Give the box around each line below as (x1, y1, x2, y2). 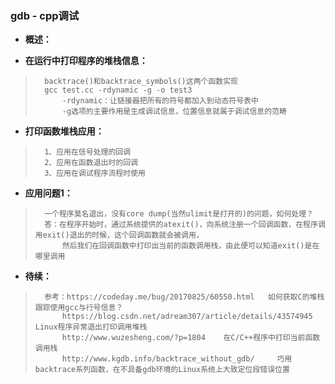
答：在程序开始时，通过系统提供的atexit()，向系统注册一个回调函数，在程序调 (44, 220, 326, 230)
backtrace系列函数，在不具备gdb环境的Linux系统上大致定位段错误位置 (34, 365, 290, 375)
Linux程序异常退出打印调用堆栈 (34, 322, 148, 332)
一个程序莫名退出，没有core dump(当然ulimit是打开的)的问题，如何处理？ (44, 209, 314, 219)
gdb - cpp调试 (10, 8, 80, 22)
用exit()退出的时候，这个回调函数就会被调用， (34, 230, 204, 241)
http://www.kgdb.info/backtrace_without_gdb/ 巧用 (61, 354, 293, 364)
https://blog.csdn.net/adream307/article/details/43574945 (61, 312, 313, 322)
